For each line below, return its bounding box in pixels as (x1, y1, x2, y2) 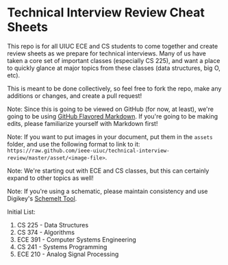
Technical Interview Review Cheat (7, 5, 205, 21)
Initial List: (7, 207, 36, 216)
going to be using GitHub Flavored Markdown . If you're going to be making (7, 112, 218, 121)
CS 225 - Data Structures (16, 220, 89, 229)
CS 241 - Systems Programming (16, 242, 107, 251)
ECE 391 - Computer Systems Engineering (16, 235, 137, 244)
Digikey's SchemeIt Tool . (7, 194, 77, 203)
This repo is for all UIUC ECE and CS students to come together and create (7, 42, 218, 50)
